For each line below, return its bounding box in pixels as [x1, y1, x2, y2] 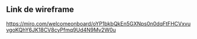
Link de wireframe [6, 5, 75, 15]
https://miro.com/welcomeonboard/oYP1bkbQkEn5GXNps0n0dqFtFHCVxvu [6, 20, 191, 27]
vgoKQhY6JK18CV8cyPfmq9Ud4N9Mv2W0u [6, 26, 117, 33]
